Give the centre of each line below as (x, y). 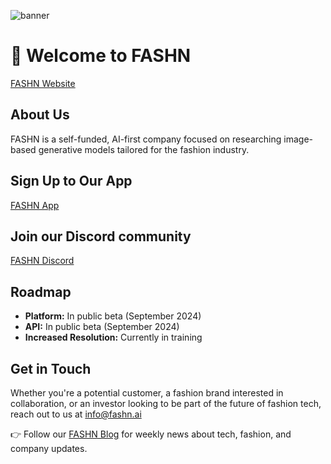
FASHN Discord (42, 261)
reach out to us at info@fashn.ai (76, 414)
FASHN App (35, 205)
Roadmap (41, 291)
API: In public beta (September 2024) (102, 327)
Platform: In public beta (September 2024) (113, 316)
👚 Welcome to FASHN (101, 56)
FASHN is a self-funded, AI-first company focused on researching (146, 139)
